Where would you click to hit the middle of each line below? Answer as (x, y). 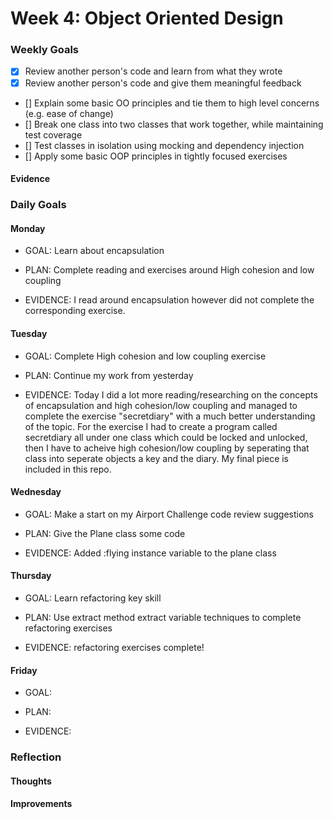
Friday (24, 670)
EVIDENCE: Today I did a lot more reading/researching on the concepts (171, 394)
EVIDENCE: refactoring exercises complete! (114, 647)
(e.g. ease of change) (69, 113)
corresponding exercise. (75, 311)
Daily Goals (38, 205)
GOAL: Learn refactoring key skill (93, 598)
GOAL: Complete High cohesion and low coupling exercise (145, 356)
